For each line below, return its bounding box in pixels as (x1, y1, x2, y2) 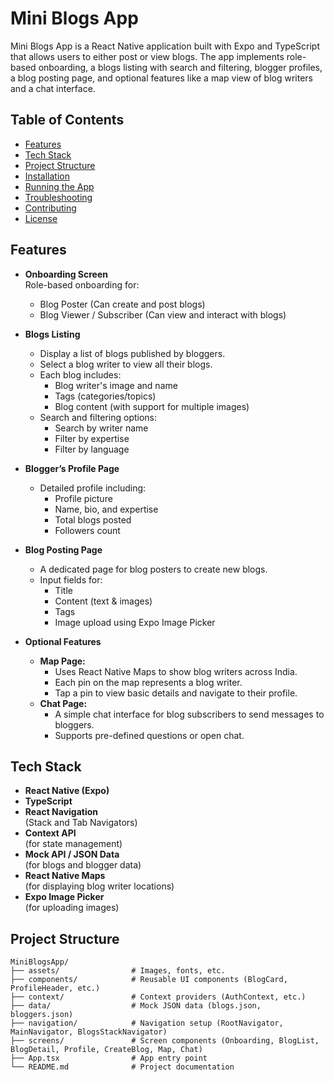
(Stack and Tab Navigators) (24, 817, 138, 829)
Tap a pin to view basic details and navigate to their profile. (54, 687, 298, 699)
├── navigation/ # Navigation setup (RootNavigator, (10, 1018, 284, 1029)
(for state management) (24, 838, 123, 850)
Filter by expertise (54, 432, 130, 444)
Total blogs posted (54, 513, 132, 526)
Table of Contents (10, 112, 125, 129)
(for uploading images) (24, 902, 120, 914)
